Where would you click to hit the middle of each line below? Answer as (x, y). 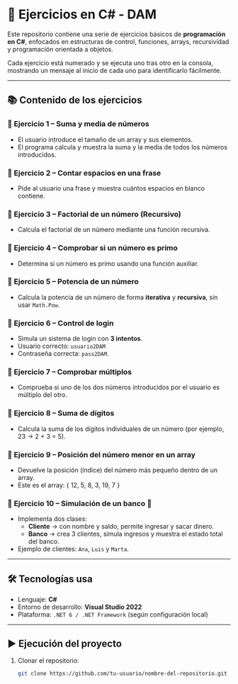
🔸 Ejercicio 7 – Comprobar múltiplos (70, 372)
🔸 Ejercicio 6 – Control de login (61, 323)
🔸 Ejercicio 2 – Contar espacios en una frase (84, 173)
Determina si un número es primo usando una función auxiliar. (108, 263)
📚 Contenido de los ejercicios (75, 100)
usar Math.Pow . (39, 305)
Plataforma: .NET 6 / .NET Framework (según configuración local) (113, 615)
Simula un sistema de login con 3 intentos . (80, 339)
